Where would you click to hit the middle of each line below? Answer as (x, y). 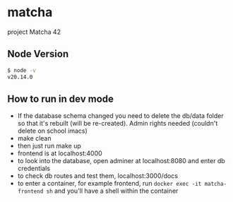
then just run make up (49, 146)
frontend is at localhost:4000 (60, 153)
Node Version (38, 54)
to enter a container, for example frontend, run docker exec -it (109, 184)
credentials (34, 168)
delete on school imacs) (53, 131)
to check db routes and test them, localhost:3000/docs (98, 176)
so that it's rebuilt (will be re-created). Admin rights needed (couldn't (118, 124)
